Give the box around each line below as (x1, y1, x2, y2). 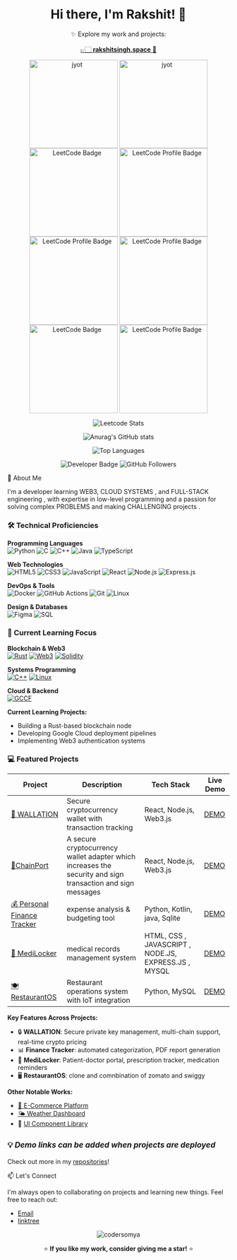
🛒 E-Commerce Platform (17, 1101, 89, 1109)
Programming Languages (7, 539, 83, 548)
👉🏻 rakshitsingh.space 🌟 (80, 45, 157, 54)
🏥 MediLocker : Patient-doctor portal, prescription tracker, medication (17, 1056, 220, 1064)
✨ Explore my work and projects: (71, 30, 166, 38)
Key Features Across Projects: (7, 1013, 98, 1022)
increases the (66, 860, 111, 870)
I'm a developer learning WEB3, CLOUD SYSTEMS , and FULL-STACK (7, 487, 209, 495)
